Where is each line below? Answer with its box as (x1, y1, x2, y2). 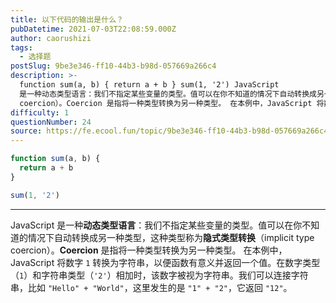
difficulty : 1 (10, 107, 70, 118)
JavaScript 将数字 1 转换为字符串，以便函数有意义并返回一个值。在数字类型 (10, 256, 321, 268)
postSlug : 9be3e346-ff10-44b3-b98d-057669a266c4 (10, 61, 217, 71)
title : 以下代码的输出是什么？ (10, 14, 124, 25)
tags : (10, 42, 33, 53)
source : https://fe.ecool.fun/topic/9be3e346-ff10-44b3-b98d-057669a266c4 (10, 126, 329, 136)
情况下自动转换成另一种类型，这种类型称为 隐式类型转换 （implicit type (27, 231, 315, 243)
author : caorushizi (10, 33, 92, 43)
